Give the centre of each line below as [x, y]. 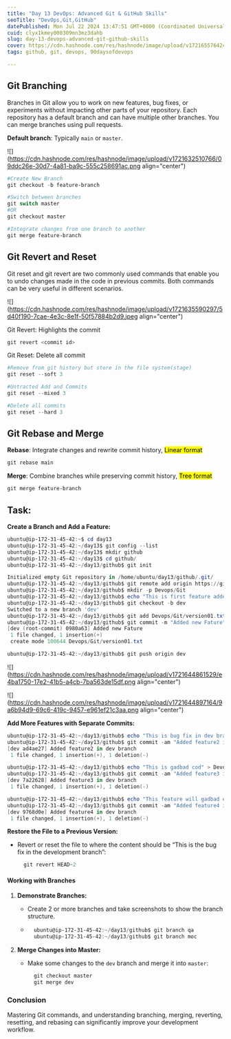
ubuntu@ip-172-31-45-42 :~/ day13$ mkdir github [75, 552]
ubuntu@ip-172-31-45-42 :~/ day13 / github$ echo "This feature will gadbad [113, 799]
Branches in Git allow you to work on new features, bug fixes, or [98, 102]
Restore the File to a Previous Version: [63, 831]
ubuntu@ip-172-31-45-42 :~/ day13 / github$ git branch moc [115, 937]
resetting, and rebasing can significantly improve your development [103, 1022]
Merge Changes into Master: [59, 950]
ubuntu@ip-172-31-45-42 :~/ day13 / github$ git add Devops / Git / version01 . [112, 616]
